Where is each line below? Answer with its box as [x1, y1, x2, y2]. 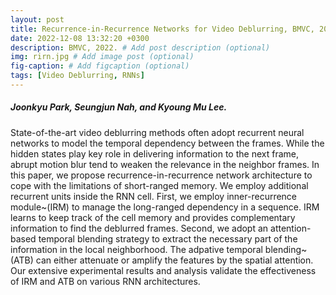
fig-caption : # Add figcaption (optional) [10, 61, 190, 71]
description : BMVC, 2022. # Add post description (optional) [10, 42, 271, 53]
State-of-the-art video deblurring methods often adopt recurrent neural [10, 126, 305, 138]
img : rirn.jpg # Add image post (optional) [10, 52, 195, 62]
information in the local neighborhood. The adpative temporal [10, 243, 263, 255]
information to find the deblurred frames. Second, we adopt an [10, 222, 269, 234]
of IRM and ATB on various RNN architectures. [10, 275, 201, 287]
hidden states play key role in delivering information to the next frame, [10, 147, 299, 160]
